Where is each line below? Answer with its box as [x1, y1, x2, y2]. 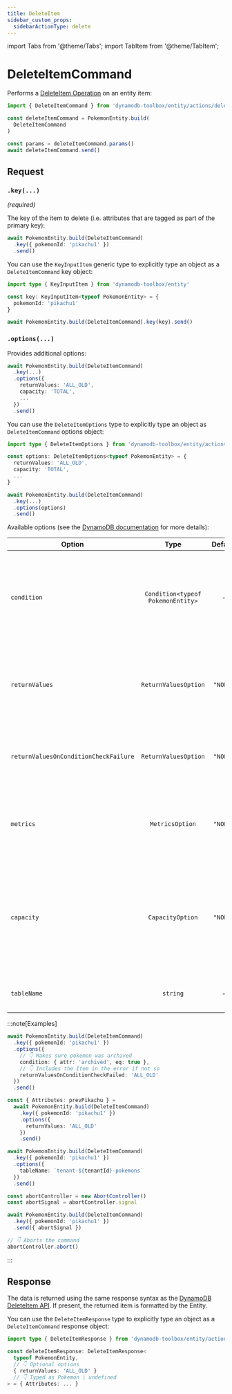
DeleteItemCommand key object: [7, 267, 93, 275]
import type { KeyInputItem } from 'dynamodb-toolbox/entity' [7, 281, 190, 288]
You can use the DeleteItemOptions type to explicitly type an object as [7, 420, 207, 428]
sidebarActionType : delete [13, 23, 91, 30]
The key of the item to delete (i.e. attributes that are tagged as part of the [7, 214, 215, 222]
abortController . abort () [7, 1243, 79, 1250]
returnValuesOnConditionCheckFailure [10, 753, 135, 761]
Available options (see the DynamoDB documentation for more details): [7, 523, 209, 531]
